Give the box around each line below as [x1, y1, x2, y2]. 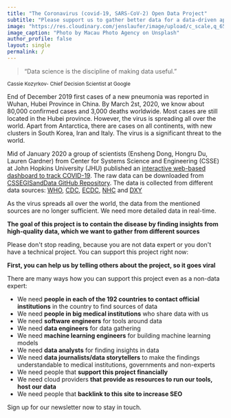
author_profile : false [7, 36, 72, 43]
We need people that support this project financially [16, 368, 168, 376]
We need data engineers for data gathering [16, 324, 141, 332]
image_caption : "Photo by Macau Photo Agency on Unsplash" [7, 29, 180, 36]
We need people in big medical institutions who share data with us [16, 310, 209, 318]
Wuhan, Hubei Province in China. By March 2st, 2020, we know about [7, 100, 205, 108]
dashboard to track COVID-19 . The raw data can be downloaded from [7, 171, 204, 179]
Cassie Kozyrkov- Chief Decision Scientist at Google [7, 80, 131, 87]
